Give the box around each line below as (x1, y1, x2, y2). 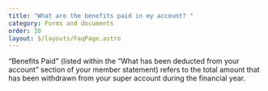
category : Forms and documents (8, 19, 114, 27)
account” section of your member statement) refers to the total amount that (8, 65, 261, 75)
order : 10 (8, 27, 42, 35)
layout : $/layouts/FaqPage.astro (8, 34, 121, 43)
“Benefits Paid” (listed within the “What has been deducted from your (8, 56, 240, 66)
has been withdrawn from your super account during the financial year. (8, 73, 246, 83)
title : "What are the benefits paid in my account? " (8, 11, 194, 20)
